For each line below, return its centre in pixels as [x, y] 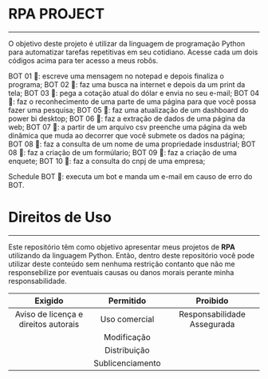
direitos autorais [49, 324]
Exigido [49, 301]
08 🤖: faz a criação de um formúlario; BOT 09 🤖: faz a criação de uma [123, 152]
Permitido [127, 301]
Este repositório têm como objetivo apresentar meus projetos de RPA [122, 247]
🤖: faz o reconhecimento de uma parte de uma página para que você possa [132, 102]
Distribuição [127, 350]
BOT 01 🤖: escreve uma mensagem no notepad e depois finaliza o [116, 76]
